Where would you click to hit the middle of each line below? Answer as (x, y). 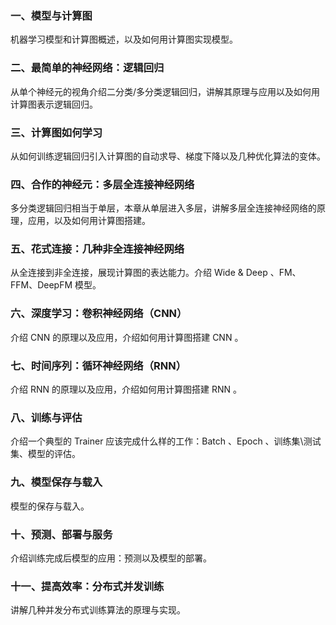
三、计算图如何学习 (56, 132)
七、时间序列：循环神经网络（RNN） (98, 365)
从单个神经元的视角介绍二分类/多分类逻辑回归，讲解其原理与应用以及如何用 (165, 91)
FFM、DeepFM (41, 285)
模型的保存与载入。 (50, 506)
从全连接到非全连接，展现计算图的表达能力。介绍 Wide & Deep (139, 273)
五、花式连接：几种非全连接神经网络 (97, 249)
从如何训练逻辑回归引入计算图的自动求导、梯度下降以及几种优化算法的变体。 (168, 156)
